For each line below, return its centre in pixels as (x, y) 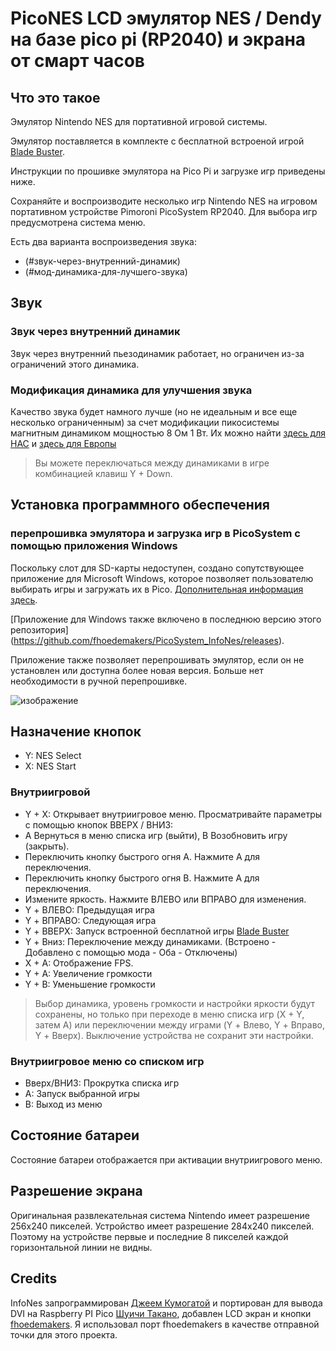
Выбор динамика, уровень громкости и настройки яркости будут (175, 1003)
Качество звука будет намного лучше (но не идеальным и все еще (154, 411)
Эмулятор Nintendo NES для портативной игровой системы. (139, 121)
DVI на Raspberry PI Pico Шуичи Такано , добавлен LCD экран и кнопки (161, 1313)
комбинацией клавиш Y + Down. (103, 473)
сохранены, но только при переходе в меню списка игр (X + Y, (169, 1014)
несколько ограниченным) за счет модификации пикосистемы (145, 422)
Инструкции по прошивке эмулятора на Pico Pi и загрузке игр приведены (168, 171)
